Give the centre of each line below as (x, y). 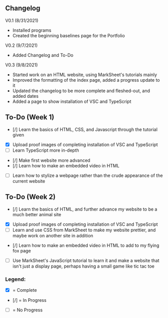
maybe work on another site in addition (53, 235)
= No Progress (27, 310)
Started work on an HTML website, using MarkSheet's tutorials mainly (85, 75)
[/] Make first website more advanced (51, 160)
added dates (25, 96)
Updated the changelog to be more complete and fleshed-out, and (81, 91)
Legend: (16, 279)
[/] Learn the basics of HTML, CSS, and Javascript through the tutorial (85, 129)
